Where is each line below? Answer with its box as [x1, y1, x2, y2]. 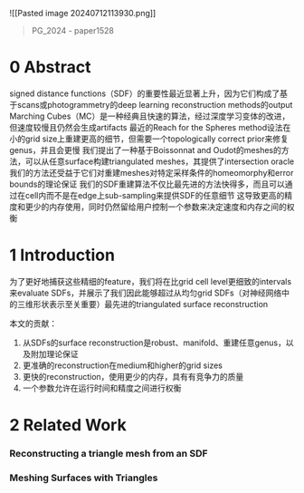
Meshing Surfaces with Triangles [9, 471, 158, 484]
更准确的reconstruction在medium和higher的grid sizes [22, 360, 223, 371]
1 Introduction [9, 245, 116, 266]
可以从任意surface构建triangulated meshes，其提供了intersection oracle [24, 156, 295, 167]
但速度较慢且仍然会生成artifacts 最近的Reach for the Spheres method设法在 [9, 121, 291, 132]
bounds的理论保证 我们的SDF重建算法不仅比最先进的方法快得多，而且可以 [9, 179, 285, 189]
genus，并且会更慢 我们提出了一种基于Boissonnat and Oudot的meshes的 [9, 144, 282, 155]
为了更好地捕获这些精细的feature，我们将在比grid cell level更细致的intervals [9, 275, 292, 286]
